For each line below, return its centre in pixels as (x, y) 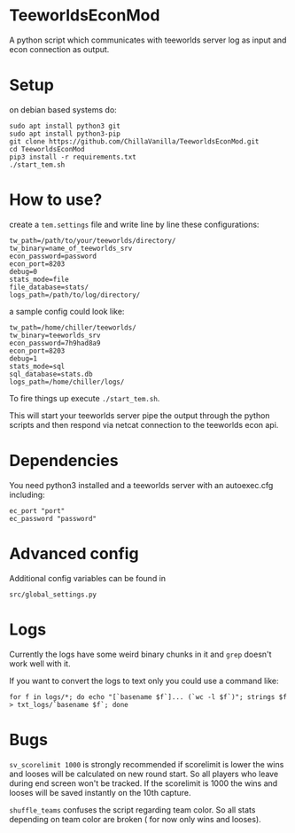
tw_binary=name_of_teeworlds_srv (71, 248)
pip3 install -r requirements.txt (73, 157)
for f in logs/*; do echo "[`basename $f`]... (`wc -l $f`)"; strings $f (148, 697)
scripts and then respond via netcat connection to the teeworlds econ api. (144, 424)
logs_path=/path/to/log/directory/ (75, 295)
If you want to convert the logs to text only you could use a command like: (144, 681)
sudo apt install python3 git (65, 126)
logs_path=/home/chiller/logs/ (67, 382)
